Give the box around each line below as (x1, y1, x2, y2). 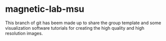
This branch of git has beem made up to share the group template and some (5, 20, 162, 26)
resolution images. (5, 30, 43, 36)
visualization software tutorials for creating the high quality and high (5, 25, 145, 31)
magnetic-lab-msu (5, 3, 84, 15)
